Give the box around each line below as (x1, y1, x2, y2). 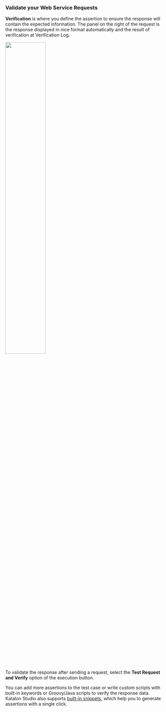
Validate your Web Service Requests (5, 4, 98, 11)
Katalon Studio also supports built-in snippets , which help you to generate (5, 696, 161, 702)
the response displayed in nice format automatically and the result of (5, 27, 150, 33)
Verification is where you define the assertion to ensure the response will (5, 16, 161, 22)
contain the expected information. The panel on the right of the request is (5, 21, 160, 27)
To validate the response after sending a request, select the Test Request (5, 669, 160, 676)
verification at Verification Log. (5, 32, 70, 38)
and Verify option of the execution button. (5, 675, 94, 681)
